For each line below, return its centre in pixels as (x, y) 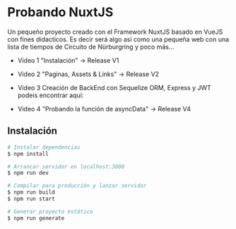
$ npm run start (31, 199)
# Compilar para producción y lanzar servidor (77, 186)
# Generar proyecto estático (50, 211)
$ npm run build (31, 192)
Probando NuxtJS (60, 12)
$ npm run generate (36, 218)
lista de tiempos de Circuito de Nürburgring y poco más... (91, 47)
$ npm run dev (28, 173)
